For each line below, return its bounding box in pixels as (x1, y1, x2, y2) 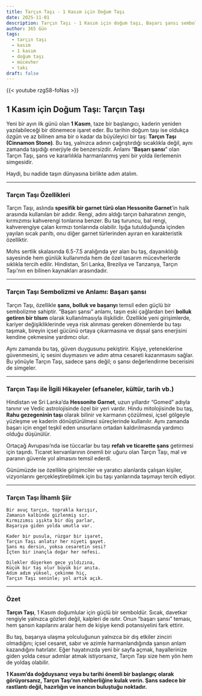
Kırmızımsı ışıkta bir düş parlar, (6, 517, 96, 524)
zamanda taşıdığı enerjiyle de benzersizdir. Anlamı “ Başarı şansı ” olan (6, 145, 180, 153)
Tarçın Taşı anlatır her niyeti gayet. (6, 539, 106, 545)
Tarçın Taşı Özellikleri (6, 191, 70, 199)
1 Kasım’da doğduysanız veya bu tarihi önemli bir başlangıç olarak (6, 670, 174, 677)
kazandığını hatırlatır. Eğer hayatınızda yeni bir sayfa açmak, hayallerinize (6, 646, 188, 653)
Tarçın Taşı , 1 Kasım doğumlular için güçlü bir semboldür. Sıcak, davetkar (6, 608, 188, 616)
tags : (6, 31, 20, 37)
